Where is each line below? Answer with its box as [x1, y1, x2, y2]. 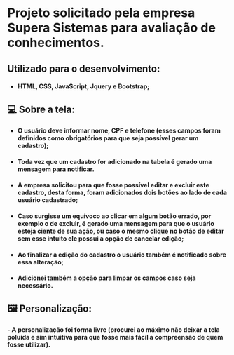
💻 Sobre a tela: [7, 103, 75, 115]
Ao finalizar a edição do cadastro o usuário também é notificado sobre [17, 250, 226, 259]
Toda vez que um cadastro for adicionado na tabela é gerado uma [17, 157, 212, 166]
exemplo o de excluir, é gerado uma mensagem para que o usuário [17, 219, 215, 227]
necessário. [17, 281, 54, 290]
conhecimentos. [7, 35, 105, 51]
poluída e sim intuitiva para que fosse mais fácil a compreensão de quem [7, 333, 223, 342]
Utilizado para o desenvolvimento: [7, 62, 160, 74]
